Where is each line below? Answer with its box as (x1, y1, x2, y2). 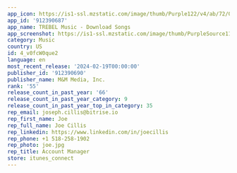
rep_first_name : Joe (7, 115, 68, 122)
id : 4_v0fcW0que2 (7, 50, 59, 57)
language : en (7, 56, 46, 64)
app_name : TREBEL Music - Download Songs (7, 23, 131, 30)
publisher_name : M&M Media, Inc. (7, 76, 106, 83)
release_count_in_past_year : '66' (7, 89, 109, 96)
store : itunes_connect (7, 155, 74, 162)
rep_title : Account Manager (7, 148, 90, 155)
